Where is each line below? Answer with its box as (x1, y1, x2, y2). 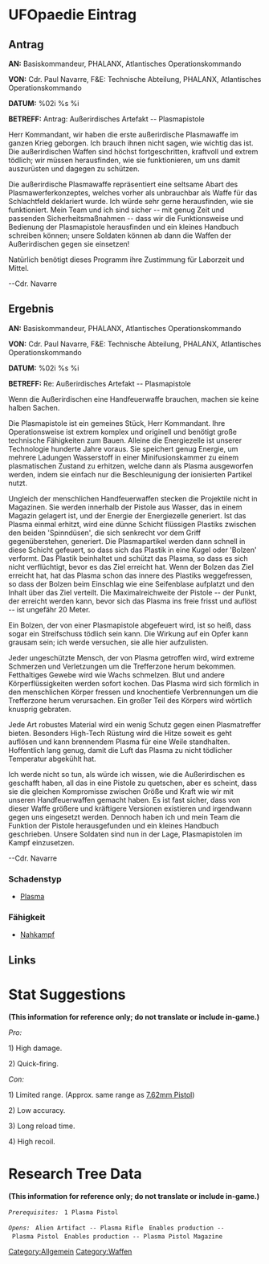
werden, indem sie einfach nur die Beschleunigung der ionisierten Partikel (8, 469, 253, 479)
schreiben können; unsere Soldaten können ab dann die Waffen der (8, 231, 232, 240)
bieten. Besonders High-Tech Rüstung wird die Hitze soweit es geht (8, 728, 232, 738)
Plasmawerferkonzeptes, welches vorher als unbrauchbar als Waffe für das (8, 188, 258, 198)
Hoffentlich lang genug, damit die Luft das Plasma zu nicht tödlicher (8, 745, 233, 755)
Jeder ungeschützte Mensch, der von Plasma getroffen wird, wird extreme (8, 652, 255, 662)
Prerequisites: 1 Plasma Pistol (8, 1208, 119, 1217)
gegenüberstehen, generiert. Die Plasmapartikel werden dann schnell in (8, 536, 246, 546)
